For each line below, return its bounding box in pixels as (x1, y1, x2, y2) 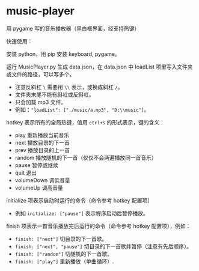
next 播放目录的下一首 (14, 139, 70, 146)
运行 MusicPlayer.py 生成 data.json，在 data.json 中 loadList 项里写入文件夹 (6, 63, 194, 70)
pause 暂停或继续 (14, 161, 59, 169)
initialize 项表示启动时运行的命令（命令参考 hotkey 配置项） (6, 196, 153, 204)
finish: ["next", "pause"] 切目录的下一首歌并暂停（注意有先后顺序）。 (14, 242, 192, 250)
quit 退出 (14, 169, 37, 176)
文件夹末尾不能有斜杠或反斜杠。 (14, 91, 94, 98)
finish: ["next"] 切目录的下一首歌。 (14, 235, 108, 242)
